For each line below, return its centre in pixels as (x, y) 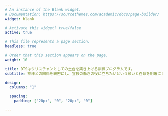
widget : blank (20, 19)
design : (13, 83)
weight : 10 (16, 60)
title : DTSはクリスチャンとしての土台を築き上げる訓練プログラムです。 (70, 69)
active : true (19, 33)
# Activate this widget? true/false (43, 28)
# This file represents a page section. (48, 42)
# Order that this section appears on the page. (57, 55)
